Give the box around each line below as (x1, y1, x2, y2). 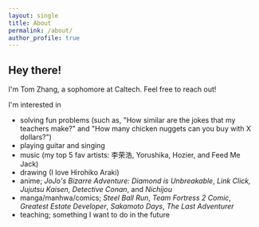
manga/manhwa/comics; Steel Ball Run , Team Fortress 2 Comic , (19, 193, 231, 203)
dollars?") (19, 132, 52, 142)
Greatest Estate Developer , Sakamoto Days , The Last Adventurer (19, 202, 234, 211)
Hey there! (8, 63, 62, 76)
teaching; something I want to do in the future (19, 210, 170, 220)
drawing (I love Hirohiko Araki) (19, 168, 120, 178)
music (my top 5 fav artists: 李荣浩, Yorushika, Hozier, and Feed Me (19, 151, 241, 160)
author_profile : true (8, 33, 80, 42)
